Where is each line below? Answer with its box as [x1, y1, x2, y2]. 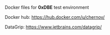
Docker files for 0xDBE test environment [5, 5, 89, 10]
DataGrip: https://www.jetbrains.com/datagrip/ [5, 24, 102, 30]
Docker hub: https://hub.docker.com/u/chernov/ [5, 14, 105, 20]
